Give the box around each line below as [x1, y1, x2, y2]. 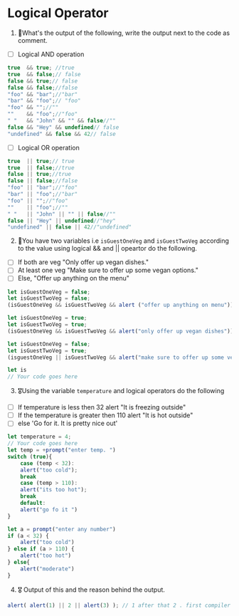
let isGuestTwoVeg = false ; [7, 295, 91, 302]
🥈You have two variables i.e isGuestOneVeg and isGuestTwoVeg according [17, 236, 230, 245]
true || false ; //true [7, 164, 75, 172]
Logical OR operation [17, 143, 80, 152]
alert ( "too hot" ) [20, 552, 72, 560]
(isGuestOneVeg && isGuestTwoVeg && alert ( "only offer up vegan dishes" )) [7, 328, 234, 335]
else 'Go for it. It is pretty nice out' [17, 419, 118, 428]
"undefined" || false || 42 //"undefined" [7, 224, 132, 231]
